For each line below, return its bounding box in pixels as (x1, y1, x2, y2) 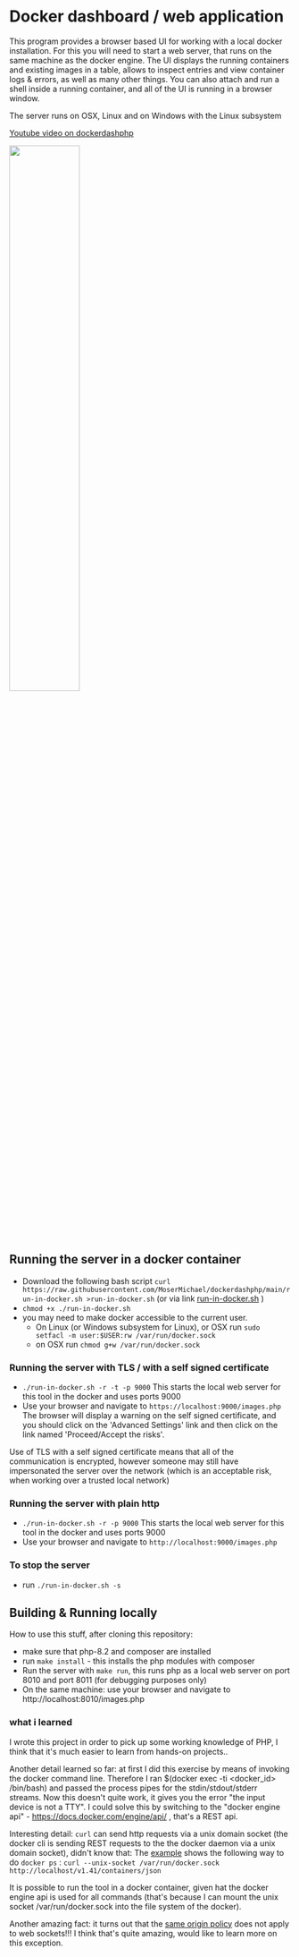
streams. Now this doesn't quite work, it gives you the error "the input (9, 1791, 266, 1802)
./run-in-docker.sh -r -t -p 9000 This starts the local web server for (21, 1382, 281, 1392)
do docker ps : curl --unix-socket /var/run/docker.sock (9, 1857, 220, 1868)
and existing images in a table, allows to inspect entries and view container (9, 64, 285, 75)
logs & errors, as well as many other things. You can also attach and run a (9, 73, 279, 84)
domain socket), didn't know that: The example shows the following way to (9, 1847, 285, 1858)
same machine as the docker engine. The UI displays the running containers (9, 55, 290, 65)
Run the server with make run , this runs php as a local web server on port (21, 1665, 290, 1676)
